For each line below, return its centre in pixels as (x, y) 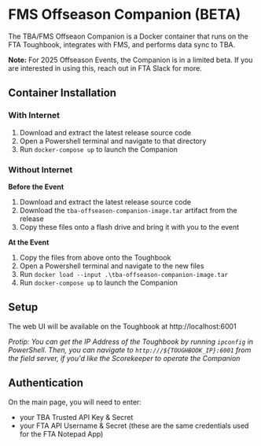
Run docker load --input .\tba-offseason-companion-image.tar (124, 274)
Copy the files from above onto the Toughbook (95, 257)
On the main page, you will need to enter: (75, 402)
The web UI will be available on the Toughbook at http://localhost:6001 (123, 326)
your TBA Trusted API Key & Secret (76, 417)
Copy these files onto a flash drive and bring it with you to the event (129, 227)
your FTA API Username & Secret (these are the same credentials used (134, 426)
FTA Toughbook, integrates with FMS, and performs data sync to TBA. (122, 44)
